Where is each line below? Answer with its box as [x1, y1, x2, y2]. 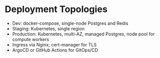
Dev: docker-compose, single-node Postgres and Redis [12, 20, 129, 26]
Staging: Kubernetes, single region [12, 25, 85, 31]
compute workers [12, 36, 49, 42]
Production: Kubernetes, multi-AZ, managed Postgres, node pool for [12, 31, 155, 37]
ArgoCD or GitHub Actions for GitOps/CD [12, 47, 99, 53]
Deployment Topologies [5, 4, 108, 15]
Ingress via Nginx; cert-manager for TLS [12, 41, 97, 47]
